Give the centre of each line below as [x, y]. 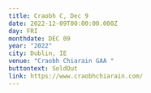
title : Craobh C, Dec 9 [49, 16]
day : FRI [23, 31]
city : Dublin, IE [38, 53]
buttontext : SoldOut [43, 69]
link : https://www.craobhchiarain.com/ [76, 76]
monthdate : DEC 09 [39, 38]
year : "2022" [30, 46]
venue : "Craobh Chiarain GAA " [61, 61]
